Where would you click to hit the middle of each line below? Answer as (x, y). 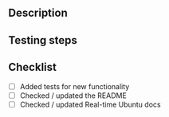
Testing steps (43, 40)
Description (38, 13)
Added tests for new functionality (75, 86)
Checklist (33, 67)
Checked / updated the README (73, 96)
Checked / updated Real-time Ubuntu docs (90, 104)
